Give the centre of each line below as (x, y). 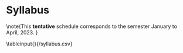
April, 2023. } (22, 32)
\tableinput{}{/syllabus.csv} (39, 44)
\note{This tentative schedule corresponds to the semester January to (92, 26)
